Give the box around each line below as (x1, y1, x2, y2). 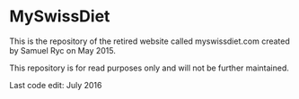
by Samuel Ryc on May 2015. (9, 45, 117, 55)
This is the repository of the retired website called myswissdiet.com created (9, 36, 290, 46)
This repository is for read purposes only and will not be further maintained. (9, 62, 289, 73)
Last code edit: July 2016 (9, 79, 102, 90)
